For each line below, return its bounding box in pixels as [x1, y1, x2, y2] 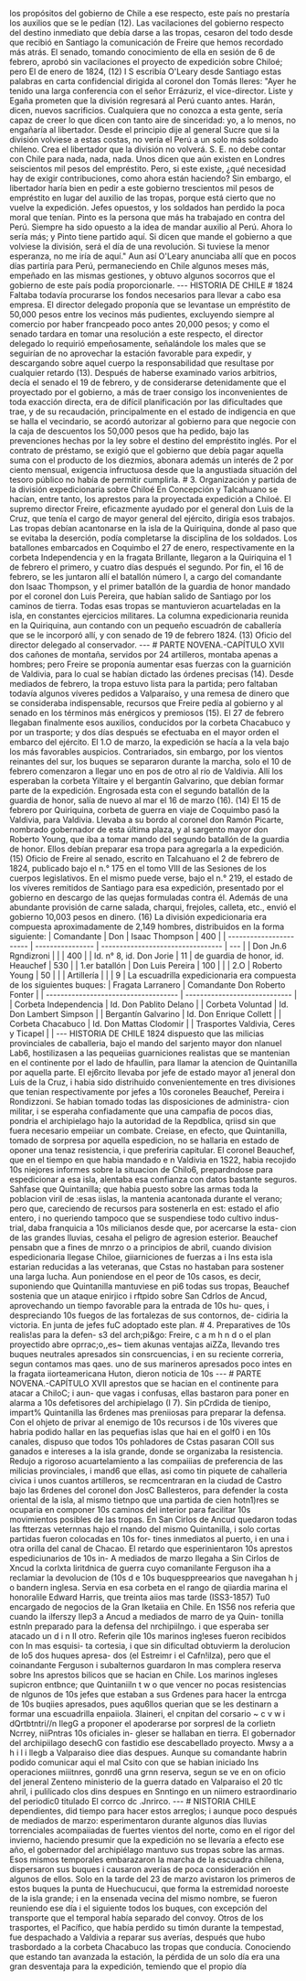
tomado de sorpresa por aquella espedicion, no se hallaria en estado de [9, 1135, 280, 1146]
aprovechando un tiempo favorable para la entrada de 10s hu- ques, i [9, 1301, 269, 1311]
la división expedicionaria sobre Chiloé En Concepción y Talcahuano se [9, 484, 279, 495]
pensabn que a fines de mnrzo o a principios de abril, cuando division [9, 1242, 272, 1252]
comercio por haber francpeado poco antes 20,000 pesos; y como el [9, 319, 269, 329]
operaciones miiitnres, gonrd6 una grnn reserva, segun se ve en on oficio [9, 1767, 286, 1777]
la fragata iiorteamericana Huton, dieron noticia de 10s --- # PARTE [9, 1368, 262, 1379]
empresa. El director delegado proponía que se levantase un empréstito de [9, 299, 290, 310]
